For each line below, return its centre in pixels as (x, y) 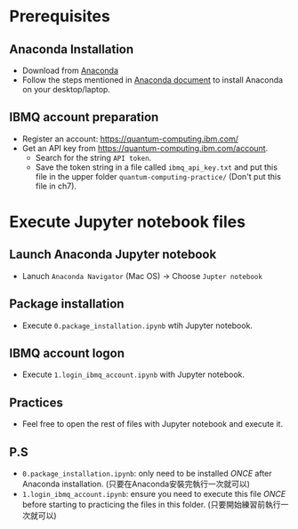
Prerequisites (60, 16)
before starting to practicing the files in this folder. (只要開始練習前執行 (151, 505)
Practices (36, 402)
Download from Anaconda (70, 70)
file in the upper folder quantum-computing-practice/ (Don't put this (158, 176)
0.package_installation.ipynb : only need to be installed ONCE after (147, 474)
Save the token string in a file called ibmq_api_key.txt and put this (157, 167)
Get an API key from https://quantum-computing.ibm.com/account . (145, 148)
